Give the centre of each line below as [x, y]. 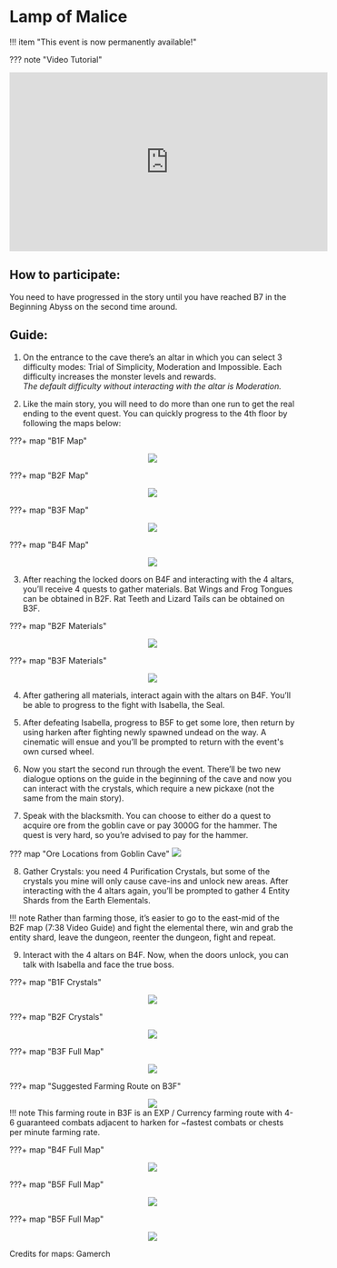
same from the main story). [73, 798]
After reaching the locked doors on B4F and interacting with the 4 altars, [158, 579]
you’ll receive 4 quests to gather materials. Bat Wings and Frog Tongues [158, 589]
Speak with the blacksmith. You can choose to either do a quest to [146, 815]
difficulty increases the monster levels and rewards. [119, 376]
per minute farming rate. [55, 1132]
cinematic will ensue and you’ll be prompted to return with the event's [153, 742]
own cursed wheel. [58, 751]
